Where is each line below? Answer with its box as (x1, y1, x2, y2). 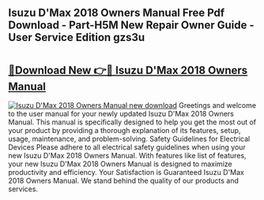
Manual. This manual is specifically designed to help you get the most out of (8, 117, 257, 127)
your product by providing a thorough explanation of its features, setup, (8, 126, 241, 135)
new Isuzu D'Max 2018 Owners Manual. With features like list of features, (8, 151, 247, 160)
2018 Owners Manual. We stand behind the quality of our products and (8, 176, 239, 185)
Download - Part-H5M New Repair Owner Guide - (8, 19, 255, 32)
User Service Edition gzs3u (8, 31, 145, 44)
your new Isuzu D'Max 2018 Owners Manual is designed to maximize (8, 159, 232, 169)
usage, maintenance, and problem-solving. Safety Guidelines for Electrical (8, 134, 251, 143)
